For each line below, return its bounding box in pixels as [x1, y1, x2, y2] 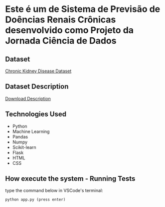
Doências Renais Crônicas [5, 14, 116, 25]
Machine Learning [12, 128, 50, 135]
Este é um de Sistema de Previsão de [5, 3, 161, 15]
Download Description [5, 95, 51, 101]
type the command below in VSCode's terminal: [5, 188, 103, 194]
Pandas [12, 134, 28, 139]
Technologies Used [5, 110, 66, 119]
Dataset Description [5, 82, 69, 91]
